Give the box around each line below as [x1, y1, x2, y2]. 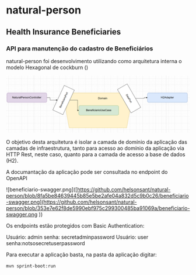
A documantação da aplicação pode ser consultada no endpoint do [6, 169, 168, 176]
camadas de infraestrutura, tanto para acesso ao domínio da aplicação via [6, 145, 185, 152]
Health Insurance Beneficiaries [6, 27, 121, 37]
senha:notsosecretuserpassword [6, 240, 86, 247]
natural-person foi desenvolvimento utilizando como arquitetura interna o [6, 57, 182, 64]
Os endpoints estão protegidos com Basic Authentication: [6, 222, 145, 229]
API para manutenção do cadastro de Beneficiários [6, 44, 153, 53]
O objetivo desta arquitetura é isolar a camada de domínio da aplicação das [6, 139, 188, 146]
